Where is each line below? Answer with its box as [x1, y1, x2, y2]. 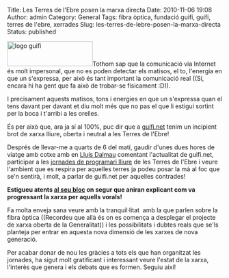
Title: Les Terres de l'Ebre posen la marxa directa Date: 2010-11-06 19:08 [7, 6, 213, 14]
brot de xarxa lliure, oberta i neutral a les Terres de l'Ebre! [7, 130, 170, 138]
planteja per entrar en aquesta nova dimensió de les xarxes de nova [7, 228, 198, 236]
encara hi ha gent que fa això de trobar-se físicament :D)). [7, 81, 171, 90]
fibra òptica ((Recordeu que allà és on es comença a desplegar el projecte [7, 214, 216, 221]
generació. [7, 236, 38, 243]
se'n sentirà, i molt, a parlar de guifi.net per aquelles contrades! [7, 173, 186, 180]
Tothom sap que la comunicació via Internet [92, 60, 217, 68]
